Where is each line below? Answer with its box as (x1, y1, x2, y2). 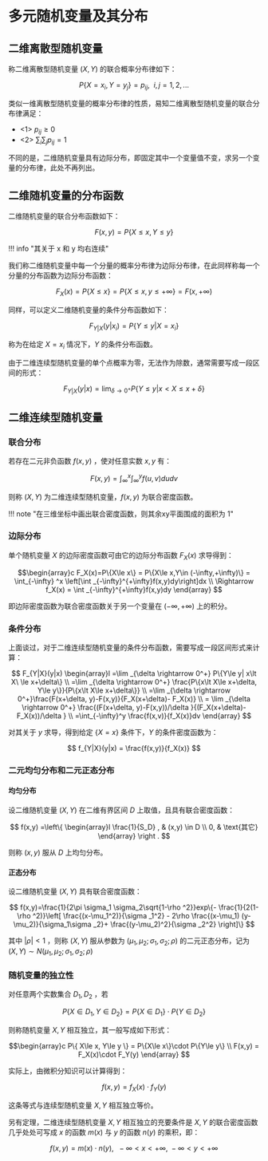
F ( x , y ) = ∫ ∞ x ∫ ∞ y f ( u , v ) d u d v (90, 472, 178, 485)
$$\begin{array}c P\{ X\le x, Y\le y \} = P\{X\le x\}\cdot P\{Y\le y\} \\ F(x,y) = (8, 1041, 260, 1050)
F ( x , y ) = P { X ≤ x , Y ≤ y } (94, 227, 174, 237)
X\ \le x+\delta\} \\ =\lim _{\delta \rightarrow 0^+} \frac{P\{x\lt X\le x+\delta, (10, 677, 258, 686)
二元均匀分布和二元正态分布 (8, 764, 115, 776)
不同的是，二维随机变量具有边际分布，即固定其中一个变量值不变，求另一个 (8, 153, 253, 163)
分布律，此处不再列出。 (22, 163, 100, 172)
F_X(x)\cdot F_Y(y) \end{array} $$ (78, 1049, 190, 1059)
